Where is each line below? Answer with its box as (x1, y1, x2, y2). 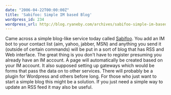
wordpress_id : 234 (5, 17, 44, 22)
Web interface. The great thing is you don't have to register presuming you (5, 52, 162, 58)
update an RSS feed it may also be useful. (5, 84, 93, 90)
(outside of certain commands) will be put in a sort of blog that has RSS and (5, 46, 164, 52)
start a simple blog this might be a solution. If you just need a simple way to (5, 79, 163, 85)
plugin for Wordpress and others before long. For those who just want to (5, 73, 157, 79)
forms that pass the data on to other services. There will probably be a (5, 68, 153, 74)
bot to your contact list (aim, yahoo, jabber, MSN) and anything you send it (5, 41, 161, 47)
